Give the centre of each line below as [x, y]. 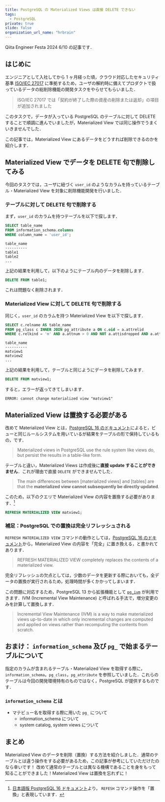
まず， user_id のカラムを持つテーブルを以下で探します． [63, 216]
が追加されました [34, 106]
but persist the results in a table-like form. [59, 455]
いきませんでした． [24, 129]
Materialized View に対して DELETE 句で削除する [63, 304]
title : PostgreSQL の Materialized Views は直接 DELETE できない [70, 10]
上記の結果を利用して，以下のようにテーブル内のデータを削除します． [76, 270]
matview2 [14, 356]
